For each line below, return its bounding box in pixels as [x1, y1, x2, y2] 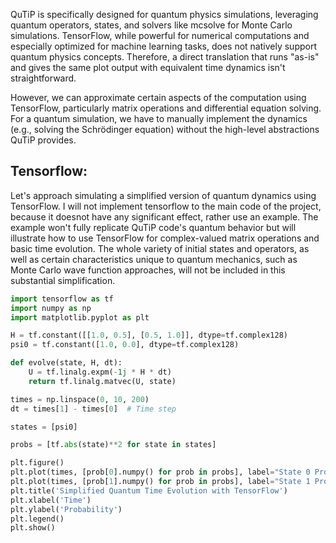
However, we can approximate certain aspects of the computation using [10, 92, 307, 103]
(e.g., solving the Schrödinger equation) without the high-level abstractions [10, 124, 320, 135]
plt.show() [10, 523, 56, 533]
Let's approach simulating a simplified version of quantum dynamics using [10, 189, 317, 201]
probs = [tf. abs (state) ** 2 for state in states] [10, 440, 217, 450]
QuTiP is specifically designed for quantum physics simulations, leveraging [10, 9, 319, 20]
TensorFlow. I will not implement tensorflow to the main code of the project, [10, 200, 322, 212]
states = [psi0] [10, 422, 78, 432]
